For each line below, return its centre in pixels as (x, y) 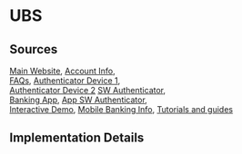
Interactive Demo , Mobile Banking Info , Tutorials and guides (121, 109)
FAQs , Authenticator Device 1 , (65, 81)
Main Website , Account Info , (62, 71)
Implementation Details (77, 138)
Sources (34, 49)
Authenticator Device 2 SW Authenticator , (88, 90)
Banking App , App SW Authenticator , (78, 100)
